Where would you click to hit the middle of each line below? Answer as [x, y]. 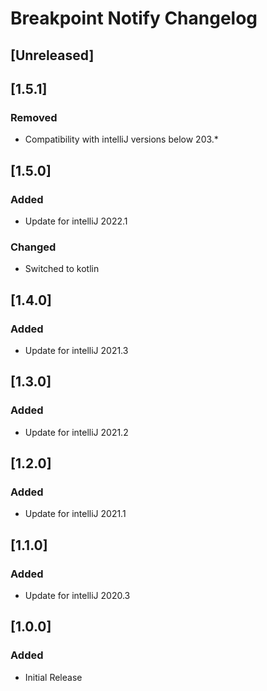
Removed [34, 117]
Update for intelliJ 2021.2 [76, 432]
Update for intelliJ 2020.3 [77, 595]
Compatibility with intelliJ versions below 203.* [121, 139]
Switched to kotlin [62, 269]
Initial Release [53, 677]
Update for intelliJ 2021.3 [76, 350]
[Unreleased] [52, 55]
